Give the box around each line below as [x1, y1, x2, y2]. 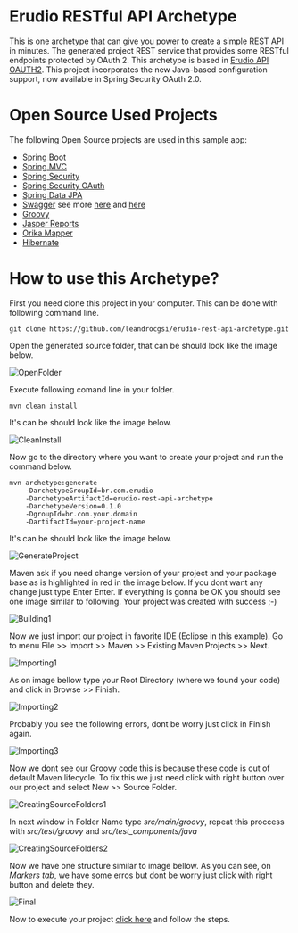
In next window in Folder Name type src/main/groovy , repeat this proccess [9, 816, 285, 827]
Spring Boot [21, 152, 67, 162]
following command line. [9, 307, 100, 318]
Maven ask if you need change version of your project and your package [9, 567, 277, 578]
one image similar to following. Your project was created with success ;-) [9, 596, 277, 607]
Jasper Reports [21, 218, 79, 228]
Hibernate [21, 236, 60, 247]
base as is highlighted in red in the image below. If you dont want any [9, 577, 263, 588]
